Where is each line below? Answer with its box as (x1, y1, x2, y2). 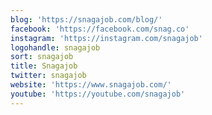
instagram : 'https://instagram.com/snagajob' (10, 33, 203, 43)
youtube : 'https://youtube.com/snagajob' (10, 89, 186, 99)
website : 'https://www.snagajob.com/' (10, 80, 172, 90)
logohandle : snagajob (10, 42, 101, 53)
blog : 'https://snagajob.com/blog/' (10, 14, 163, 25)
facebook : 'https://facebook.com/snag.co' (10, 24, 190, 34)
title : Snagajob (10, 61, 78, 71)
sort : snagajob (10, 52, 74, 62)
